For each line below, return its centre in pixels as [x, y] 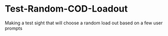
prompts [14, 28]
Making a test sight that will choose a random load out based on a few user [84, 23]
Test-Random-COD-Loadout [66, 9]
